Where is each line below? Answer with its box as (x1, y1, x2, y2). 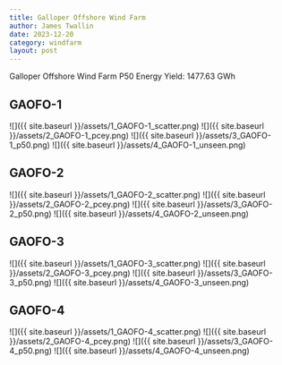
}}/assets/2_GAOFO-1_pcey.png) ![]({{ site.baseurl (9, 130, 194, 140)
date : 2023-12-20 (9, 30, 74, 38)
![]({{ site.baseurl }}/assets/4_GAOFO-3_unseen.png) (53, 276, 250, 287)
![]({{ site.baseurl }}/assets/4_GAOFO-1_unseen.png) (52, 140, 246, 150)
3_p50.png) (9, 276, 52, 287)
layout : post (9, 47, 58, 55)
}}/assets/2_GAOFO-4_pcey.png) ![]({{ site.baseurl (9, 336, 196, 347)
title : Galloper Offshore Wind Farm (9, 13, 146, 22)
